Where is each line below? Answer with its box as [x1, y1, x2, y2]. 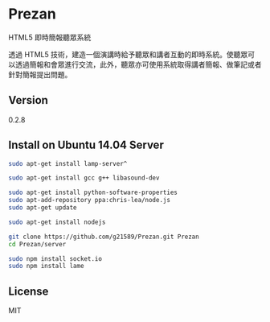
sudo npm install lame [8, 262, 84, 270]
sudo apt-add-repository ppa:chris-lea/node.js [8, 196, 171, 204]
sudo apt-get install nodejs [8, 218, 106, 226]
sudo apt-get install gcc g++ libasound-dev [8, 174, 160, 182]
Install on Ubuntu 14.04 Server [8, 138, 165, 152]
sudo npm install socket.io [8, 254, 103, 262]
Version [8, 93, 48, 107]
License [8, 284, 49, 298]
